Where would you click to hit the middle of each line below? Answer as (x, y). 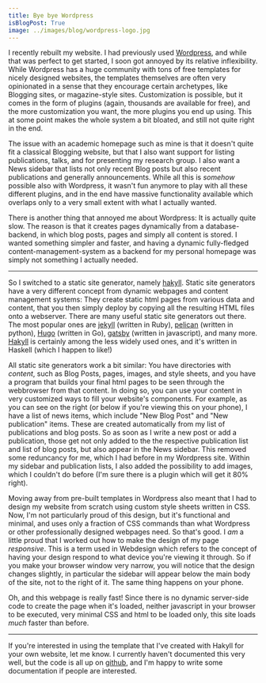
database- (222, 226)
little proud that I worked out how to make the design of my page (114, 541)
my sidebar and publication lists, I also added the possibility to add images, (131, 466)
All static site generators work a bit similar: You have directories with (120, 366)
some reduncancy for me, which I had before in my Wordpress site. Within (129, 458)
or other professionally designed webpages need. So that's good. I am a (126, 532)
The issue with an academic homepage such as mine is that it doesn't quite (131, 144)
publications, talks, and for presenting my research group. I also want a (124, 161)
